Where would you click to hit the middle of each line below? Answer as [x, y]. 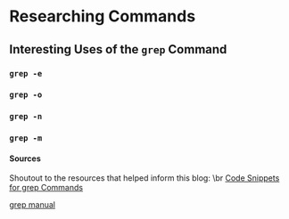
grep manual [33, 205]
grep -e [26, 73]
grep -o [26, 95]
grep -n [26, 117]
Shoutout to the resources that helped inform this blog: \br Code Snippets [144, 178]
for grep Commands [46, 188]
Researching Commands [103, 16]
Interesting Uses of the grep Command [118, 49]
